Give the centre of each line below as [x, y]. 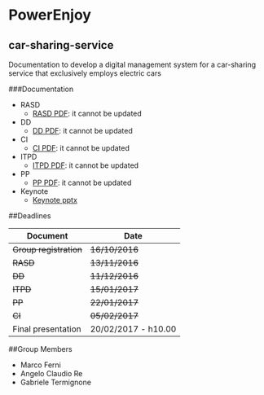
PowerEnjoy [50, 15]
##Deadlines [30, 216]
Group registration [48, 250]
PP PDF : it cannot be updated [82, 182]
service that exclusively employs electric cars [85, 73]
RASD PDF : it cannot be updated [87, 113]
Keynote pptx [55, 200]
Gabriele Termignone [56, 382]
